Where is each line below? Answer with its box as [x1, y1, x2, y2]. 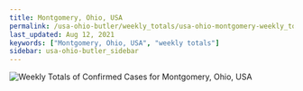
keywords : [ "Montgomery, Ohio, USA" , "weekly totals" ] [9, 38, 220, 48]
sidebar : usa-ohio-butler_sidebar [9, 47, 140, 56]
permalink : [9, 22, 50, 31]
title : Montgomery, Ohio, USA [9, 13, 124, 23]
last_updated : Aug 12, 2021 [9, 30, 115, 39]
